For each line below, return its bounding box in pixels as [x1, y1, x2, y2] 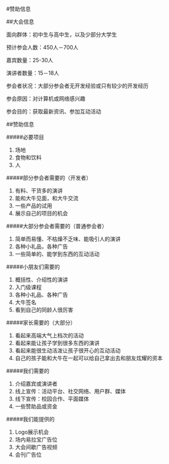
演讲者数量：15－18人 [6, 69, 60, 77]
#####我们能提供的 [6, 416, 55, 422]
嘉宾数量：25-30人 [6, 57, 54, 63]
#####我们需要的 [6, 367, 50, 374]
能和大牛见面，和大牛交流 [14, 195, 79, 202]
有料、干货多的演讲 [14, 187, 63, 194]
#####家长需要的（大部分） [6, 319, 76, 326]
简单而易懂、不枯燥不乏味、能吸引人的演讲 [14, 235, 121, 243]
